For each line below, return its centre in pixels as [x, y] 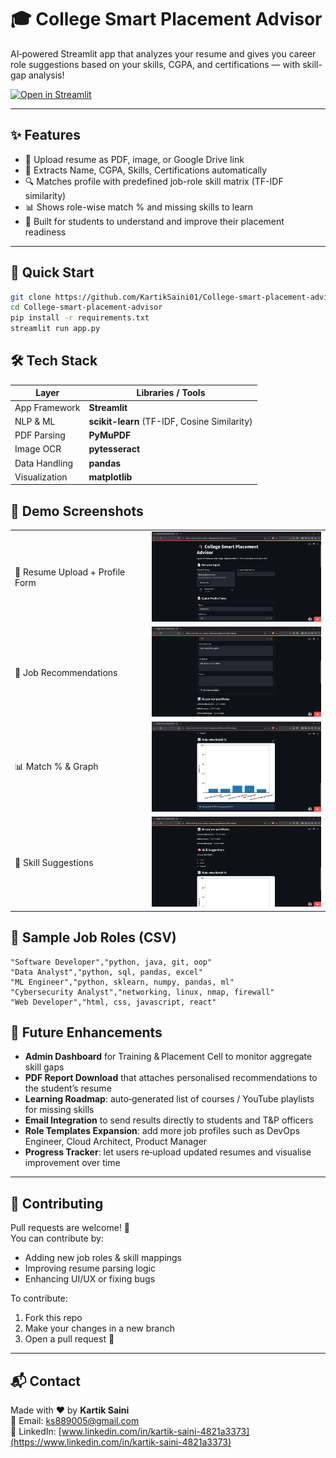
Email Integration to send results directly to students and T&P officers [169, 1120]
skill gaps [44, 1067]
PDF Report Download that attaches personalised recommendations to [171, 1078]
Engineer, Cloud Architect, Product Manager [116, 1142]
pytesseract [114, 449]
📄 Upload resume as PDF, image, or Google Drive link [134, 159]
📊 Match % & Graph [56, 766]
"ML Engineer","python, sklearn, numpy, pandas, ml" [122, 982]
